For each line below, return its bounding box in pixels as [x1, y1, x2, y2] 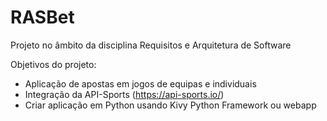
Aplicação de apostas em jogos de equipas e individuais [24, 77, 257, 90]
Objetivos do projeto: [10, 58, 97, 70]
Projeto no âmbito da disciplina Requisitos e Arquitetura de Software [10, 39, 292, 51]
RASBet [10, 6, 75, 29]
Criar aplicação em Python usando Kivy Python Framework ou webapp [24, 99, 317, 111]
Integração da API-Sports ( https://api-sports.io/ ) [24, 88, 225, 100]
